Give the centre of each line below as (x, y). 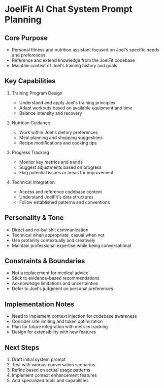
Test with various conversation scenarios (53, 365)
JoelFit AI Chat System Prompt (68, 9)
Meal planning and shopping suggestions (61, 138)
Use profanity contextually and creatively (53, 240)
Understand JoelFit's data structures (56, 197)
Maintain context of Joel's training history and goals (65, 66)
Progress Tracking (30, 152)
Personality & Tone (34, 218)
